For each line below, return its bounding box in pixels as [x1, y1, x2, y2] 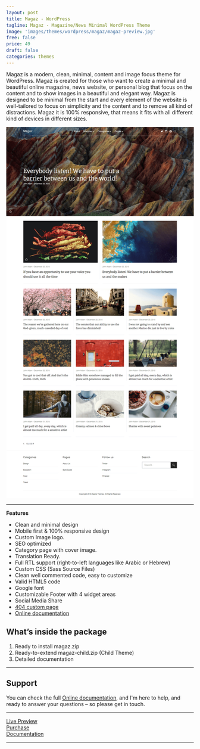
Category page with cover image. [14, 546, 97, 554]
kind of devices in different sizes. [6, 115, 87, 122]
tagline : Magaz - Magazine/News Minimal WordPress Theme [6, 22, 151, 28]
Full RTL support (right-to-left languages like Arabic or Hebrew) [14, 559, 171, 566]
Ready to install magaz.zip [14, 642, 80, 649]
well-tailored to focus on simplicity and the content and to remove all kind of [6, 102, 193, 110]
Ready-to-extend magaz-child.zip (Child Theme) [14, 649, 135, 656]
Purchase [6, 724, 30, 731]
